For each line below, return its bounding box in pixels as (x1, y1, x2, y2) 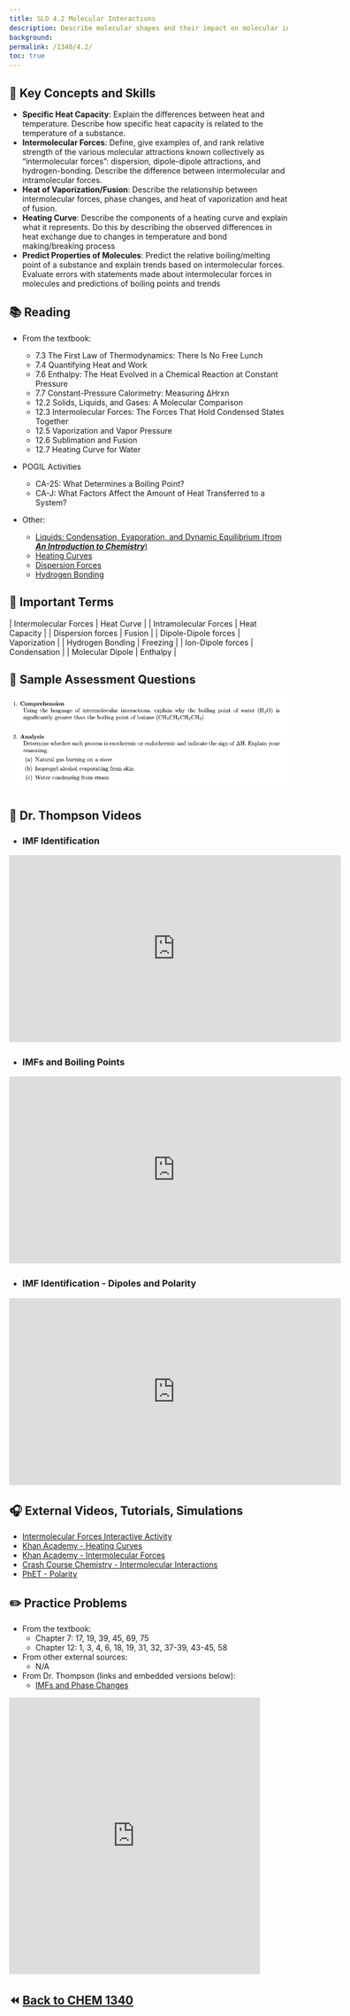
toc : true (9, 51, 46, 61)
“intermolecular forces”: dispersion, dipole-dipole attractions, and (21, 156, 261, 166)
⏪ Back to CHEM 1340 (9, 1992, 134, 2008)
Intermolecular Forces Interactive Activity (21, 1531, 172, 1542)
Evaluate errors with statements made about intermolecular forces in (21, 268, 272, 279)
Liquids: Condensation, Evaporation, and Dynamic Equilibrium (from (34, 531, 283, 542)
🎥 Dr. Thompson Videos (9, 808, 142, 823)
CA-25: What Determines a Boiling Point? (34, 478, 185, 489)
